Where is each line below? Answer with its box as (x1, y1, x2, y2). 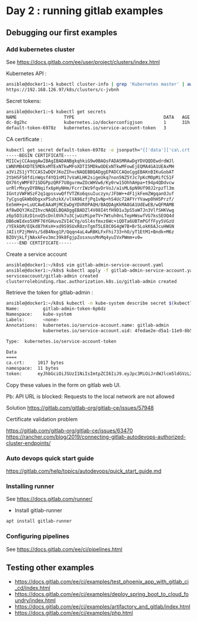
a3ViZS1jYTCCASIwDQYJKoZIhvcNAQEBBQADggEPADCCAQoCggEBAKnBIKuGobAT (6, 169, 175, 175)
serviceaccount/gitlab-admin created (6, 273, 98, 279)
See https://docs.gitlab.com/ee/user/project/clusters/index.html (6, 58, 160, 65)
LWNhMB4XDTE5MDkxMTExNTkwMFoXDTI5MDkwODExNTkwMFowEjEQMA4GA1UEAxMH (6, 163, 175, 169)
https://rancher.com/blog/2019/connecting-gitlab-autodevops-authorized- (6, 433, 186, 440)
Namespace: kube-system (6, 312, 72, 317)
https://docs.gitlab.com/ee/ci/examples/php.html (14, 610, 133, 617)
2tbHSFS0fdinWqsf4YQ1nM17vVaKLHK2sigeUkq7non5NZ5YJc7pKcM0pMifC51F (6, 175, 175, 180)
